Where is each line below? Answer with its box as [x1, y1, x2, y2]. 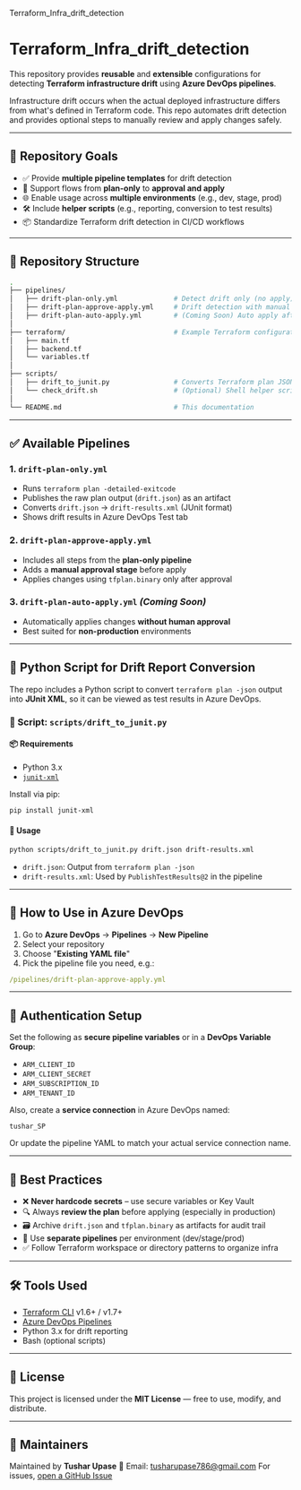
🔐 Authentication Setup [9, 1008, 142, 1023]
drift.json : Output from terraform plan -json [21, 861, 195, 872]
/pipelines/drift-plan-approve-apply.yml [9, 975, 167, 984]
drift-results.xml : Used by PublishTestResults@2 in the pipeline [21, 871, 262, 882]
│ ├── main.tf [9, 336, 70, 345]
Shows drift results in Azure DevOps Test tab [21, 512, 188, 522]
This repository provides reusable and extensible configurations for [9, 68, 262, 79]
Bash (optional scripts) [21, 1335, 106, 1346]
